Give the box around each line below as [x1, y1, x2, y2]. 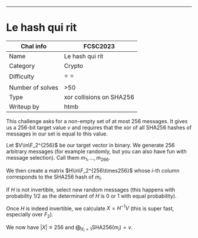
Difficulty [9, 72, 34, 81]
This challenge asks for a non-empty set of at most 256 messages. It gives [6, 117, 188, 124]
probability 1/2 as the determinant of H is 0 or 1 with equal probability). [6, 192, 177, 199]
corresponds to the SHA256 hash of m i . [6, 173, 103, 181]
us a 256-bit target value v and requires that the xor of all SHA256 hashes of [6, 124, 192, 131]
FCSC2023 [83, 42, 115, 50]
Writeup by [9, 103, 39, 111]
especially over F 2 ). [6, 211, 54, 219]
